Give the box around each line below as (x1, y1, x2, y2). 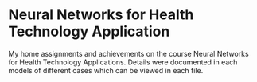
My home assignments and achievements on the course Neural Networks (8, 49, 249, 58)
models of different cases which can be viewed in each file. (8, 65, 204, 75)
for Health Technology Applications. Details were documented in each (8, 57, 238, 67)
